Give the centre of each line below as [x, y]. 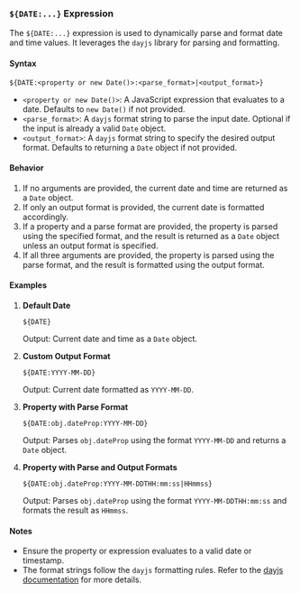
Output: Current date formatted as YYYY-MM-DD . [108, 389]
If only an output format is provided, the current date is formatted [143, 207]
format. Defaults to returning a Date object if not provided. [130, 147]
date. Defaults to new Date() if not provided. [104, 109]
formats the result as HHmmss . [75, 510]
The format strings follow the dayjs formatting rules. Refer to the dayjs [153, 570]
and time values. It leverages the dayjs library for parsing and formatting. [145, 42]
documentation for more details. [82, 579]
